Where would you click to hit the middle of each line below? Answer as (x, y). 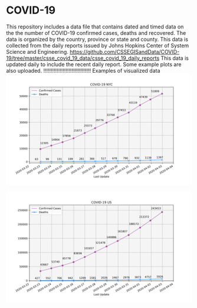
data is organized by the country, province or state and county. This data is (97, 39)
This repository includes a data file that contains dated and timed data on (95, 27)
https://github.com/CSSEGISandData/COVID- (125, 51)
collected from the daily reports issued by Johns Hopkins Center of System (98, 46)
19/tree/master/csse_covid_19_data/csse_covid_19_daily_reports (83, 58)
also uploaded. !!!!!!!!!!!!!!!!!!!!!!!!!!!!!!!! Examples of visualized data (83, 70)
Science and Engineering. (37, 51)
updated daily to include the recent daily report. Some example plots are (94, 64)
